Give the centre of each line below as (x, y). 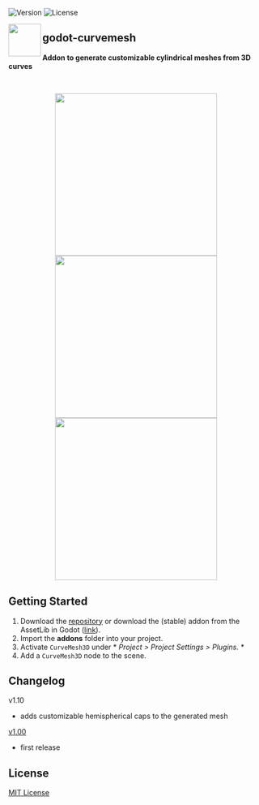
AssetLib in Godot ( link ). (60, 630)
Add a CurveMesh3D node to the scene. (83, 655)
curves (21, 66)
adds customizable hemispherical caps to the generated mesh (124, 716)
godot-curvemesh (89, 38)
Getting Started (48, 602)
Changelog (37, 681)
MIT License (29, 793)
